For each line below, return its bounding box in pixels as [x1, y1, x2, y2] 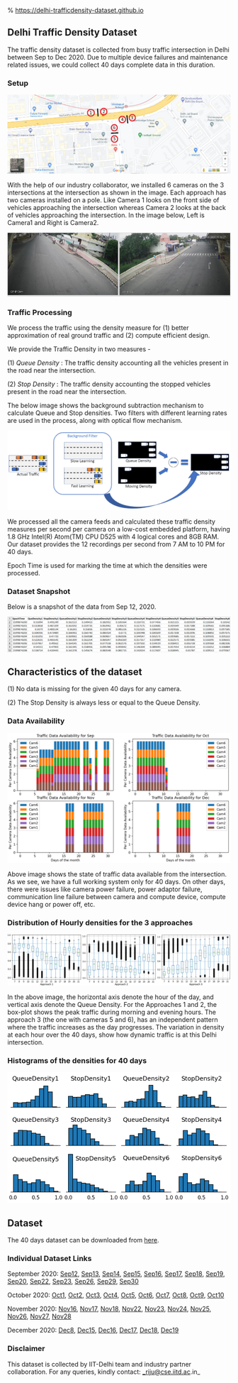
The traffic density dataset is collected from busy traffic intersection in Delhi [7, 45, 230, 54]
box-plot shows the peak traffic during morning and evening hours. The [7, 1008, 216, 1017]
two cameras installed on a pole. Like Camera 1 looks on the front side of [7, 195, 220, 204]
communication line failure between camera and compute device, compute [7, 893, 227, 901]
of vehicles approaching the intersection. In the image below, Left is [7, 211, 205, 219]
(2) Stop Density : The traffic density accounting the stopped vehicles [7, 380, 211, 389]
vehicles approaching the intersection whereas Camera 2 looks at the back [7, 203, 227, 211]
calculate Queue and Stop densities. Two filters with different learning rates [7, 409, 228, 417]
